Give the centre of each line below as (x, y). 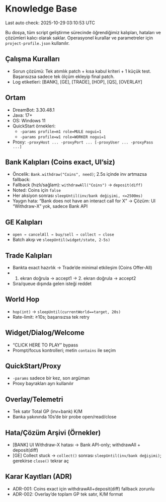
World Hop (22, 299)
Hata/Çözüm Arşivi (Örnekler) (53, 433)
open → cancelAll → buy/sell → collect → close (63, 235)
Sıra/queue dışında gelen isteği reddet (52, 283)
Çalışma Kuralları (33, 59)
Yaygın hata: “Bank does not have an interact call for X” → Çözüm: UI (84, 201)
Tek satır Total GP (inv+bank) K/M (48, 411)
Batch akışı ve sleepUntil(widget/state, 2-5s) (61, 240)
